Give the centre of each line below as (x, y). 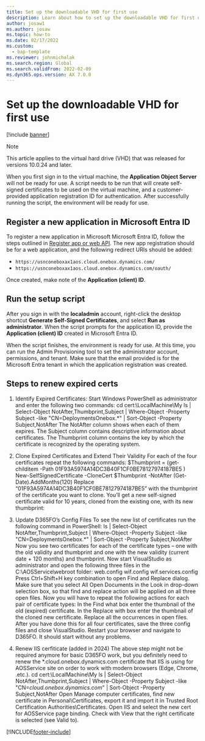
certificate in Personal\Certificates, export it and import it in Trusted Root (106, 700)
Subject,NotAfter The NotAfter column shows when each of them (97, 424)
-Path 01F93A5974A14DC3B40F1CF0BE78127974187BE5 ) (113, 469)
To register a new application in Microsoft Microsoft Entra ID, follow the (95, 237)
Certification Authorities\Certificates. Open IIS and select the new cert (103, 707)
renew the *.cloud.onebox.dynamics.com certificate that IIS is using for (104, 662)
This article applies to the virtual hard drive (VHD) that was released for (96, 158)
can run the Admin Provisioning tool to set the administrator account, (93, 352)
